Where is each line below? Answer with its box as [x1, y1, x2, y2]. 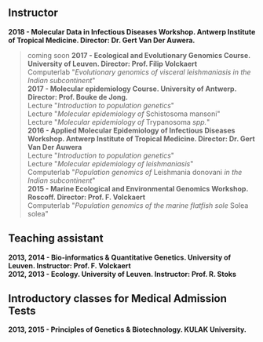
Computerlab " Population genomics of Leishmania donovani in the [27, 167, 243, 176]
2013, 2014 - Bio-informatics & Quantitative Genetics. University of [8, 253, 232, 262]
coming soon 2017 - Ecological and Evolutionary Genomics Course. [27, 50, 251, 60]
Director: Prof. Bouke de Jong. [27, 92, 128, 101]
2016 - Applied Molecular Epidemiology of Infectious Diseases [27, 126, 236, 135]
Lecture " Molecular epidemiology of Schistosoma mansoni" [27, 109, 221, 118]
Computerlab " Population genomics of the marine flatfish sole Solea [27, 200, 249, 210]
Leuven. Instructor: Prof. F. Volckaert [8, 260, 131, 270]
